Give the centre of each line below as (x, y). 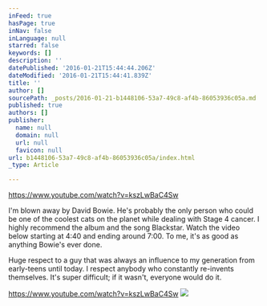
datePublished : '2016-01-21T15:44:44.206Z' (82, 68)
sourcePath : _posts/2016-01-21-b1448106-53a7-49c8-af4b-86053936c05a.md (132, 98)
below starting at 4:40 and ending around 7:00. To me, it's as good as (123, 236)
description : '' (35, 61)
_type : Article (34, 165)
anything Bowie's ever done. (55, 245)
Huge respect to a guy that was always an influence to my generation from (131, 260)
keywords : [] (30, 53)
